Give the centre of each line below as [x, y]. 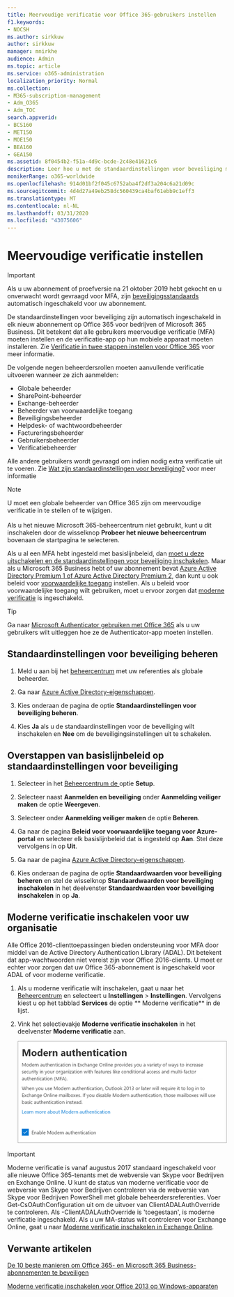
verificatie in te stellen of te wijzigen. [60, 511]
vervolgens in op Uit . [47, 846]
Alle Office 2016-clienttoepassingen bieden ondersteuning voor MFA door [113, 945]
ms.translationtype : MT [42, 199]
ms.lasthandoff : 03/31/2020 [48, 213]
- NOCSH [18, 29]
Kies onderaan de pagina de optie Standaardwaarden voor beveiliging [119, 873]
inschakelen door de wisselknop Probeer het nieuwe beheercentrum [107, 532]
